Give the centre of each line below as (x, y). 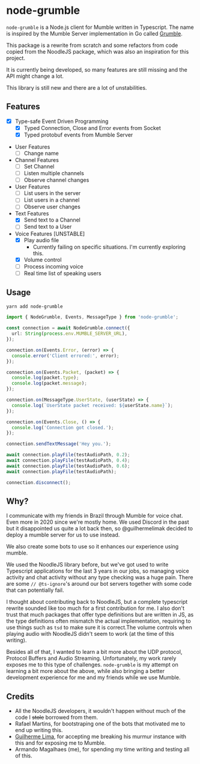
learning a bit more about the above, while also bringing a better (86, 671)
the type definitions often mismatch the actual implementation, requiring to (98, 621)
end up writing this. (39, 730)
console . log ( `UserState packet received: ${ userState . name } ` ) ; (92, 405)
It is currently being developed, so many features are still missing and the (97, 69)
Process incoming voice (53, 266)
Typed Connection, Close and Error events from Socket (92, 128)
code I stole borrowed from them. (56, 718)
